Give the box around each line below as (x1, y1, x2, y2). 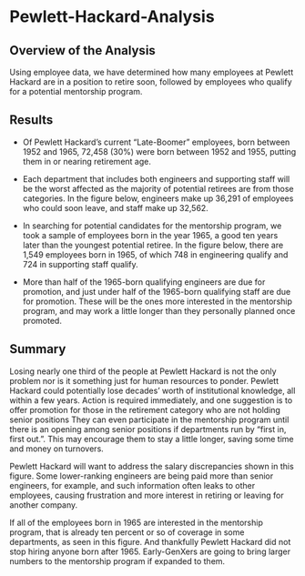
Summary (9, 341, 66, 357)
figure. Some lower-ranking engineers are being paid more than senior (9, 470, 274, 481)
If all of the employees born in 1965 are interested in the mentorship (9, 517, 264, 528)
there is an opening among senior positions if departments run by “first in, (9, 423, 287, 434)
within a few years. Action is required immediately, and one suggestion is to (9, 394, 293, 406)
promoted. (22, 315, 62, 326)
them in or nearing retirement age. (22, 156, 152, 167)
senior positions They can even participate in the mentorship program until (9, 414, 290, 425)
